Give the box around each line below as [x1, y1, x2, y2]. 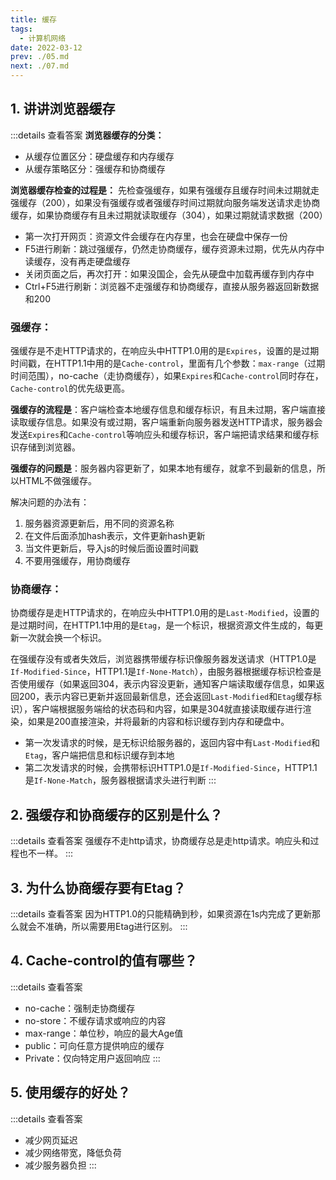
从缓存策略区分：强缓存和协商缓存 [24, 162, 166, 175]
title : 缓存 [10, 14, 57, 25]
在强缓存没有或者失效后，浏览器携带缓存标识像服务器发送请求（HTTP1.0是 [10, 653, 317, 665]
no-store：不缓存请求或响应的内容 [24, 1014, 167, 1026]
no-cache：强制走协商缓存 [24, 1002, 136, 1014]
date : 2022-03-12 [10, 42, 83, 53]
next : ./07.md [10, 61, 70, 71]
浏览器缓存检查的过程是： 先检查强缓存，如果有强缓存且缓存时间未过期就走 [10, 184, 320, 196]
